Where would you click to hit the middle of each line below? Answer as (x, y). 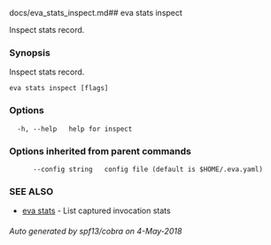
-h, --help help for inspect (75, 129)
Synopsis (30, 52)
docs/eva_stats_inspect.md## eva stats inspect (96, 13)
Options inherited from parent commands (101, 151)
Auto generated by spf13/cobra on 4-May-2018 (96, 231)
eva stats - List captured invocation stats (96, 211)
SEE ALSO (31, 191)
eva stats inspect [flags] (59, 88)
